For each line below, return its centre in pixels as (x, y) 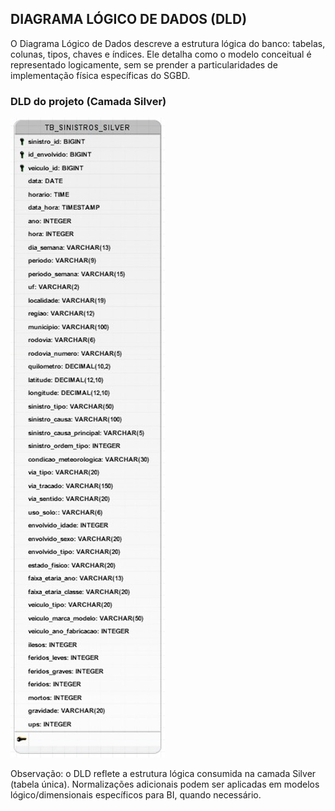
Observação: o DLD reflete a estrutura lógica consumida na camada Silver (163, 774)
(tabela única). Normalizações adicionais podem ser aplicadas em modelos (165, 784)
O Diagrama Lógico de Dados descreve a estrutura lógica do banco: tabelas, (168, 43)
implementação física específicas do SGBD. (100, 75)
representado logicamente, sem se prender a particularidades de (144, 64)
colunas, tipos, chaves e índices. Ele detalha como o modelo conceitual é (161, 54)
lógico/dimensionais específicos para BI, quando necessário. (136, 795)
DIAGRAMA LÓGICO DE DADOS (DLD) (129, 19)
